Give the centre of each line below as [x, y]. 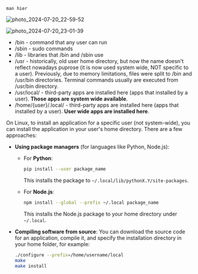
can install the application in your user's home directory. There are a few [94, 129]
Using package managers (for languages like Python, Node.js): [92, 147]
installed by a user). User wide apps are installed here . [82, 111]
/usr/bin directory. [37, 86]
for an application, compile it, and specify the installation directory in [98, 238]
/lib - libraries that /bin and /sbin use [59, 55]
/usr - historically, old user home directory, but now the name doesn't [99, 61]
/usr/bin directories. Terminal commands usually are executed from [96, 80]
